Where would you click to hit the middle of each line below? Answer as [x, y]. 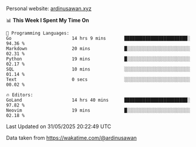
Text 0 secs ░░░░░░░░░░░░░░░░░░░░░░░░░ [98, 79]
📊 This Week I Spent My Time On [48, 20]
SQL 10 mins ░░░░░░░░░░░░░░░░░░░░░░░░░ [98, 69]
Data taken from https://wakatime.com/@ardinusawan [71, 138]
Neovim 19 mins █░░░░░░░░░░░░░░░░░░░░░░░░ [98, 111]
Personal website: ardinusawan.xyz [49, 9]
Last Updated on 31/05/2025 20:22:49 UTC [59, 126]
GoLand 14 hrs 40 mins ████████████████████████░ [98, 100]
